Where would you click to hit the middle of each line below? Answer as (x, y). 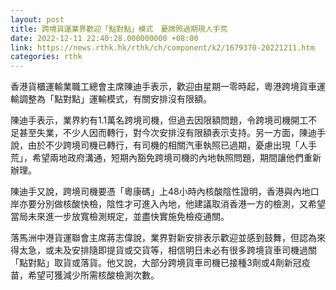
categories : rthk (46, 57)
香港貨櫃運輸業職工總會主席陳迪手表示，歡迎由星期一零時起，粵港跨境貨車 (163, 87)
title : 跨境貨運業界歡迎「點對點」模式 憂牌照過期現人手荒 (119, 29)
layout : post (37, 19)
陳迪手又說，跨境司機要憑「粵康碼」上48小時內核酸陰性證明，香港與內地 (160, 192)
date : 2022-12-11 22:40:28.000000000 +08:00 (104, 38)
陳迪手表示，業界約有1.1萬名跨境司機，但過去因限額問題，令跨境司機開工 (159, 120)
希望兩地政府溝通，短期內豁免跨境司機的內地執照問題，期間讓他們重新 (176, 158)
